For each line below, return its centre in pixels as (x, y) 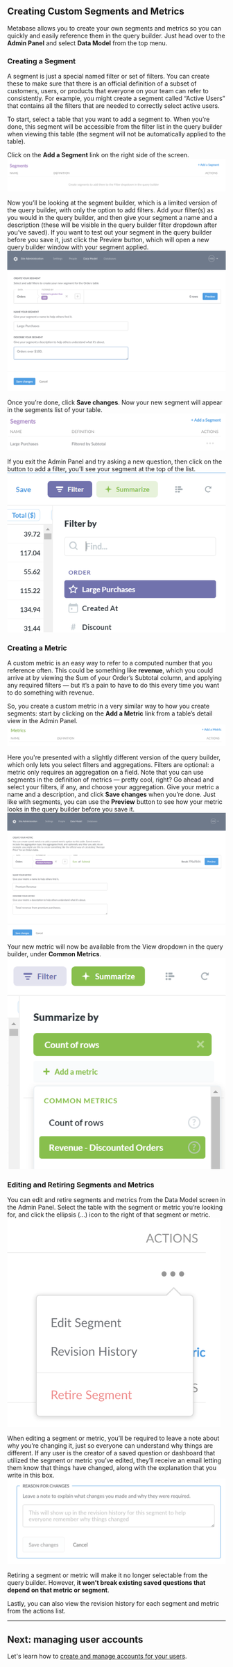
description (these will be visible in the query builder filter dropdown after (112, 225)
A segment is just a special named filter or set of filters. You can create (109, 77)
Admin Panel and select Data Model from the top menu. (87, 43)
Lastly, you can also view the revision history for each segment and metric (113, 1604)
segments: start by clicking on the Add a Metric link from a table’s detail (110, 713)
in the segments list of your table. (55, 410)
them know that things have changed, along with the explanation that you (112, 1468)
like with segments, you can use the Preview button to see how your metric (115, 802)
